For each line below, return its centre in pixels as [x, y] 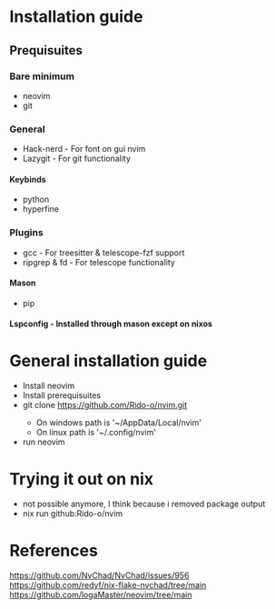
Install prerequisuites [62, 395]
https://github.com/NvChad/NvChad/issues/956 [99, 575]
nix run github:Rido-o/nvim [73, 514]
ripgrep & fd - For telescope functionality [98, 262]
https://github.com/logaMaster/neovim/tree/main [101, 595]
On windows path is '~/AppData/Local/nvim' [119, 423]
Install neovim [49, 386]
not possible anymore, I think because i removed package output [144, 504]
